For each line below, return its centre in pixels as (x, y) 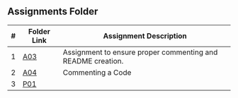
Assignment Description (145, 36)
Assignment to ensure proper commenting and (140, 52)
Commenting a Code (97, 72)
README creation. (93, 61)
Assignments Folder (53, 12)
